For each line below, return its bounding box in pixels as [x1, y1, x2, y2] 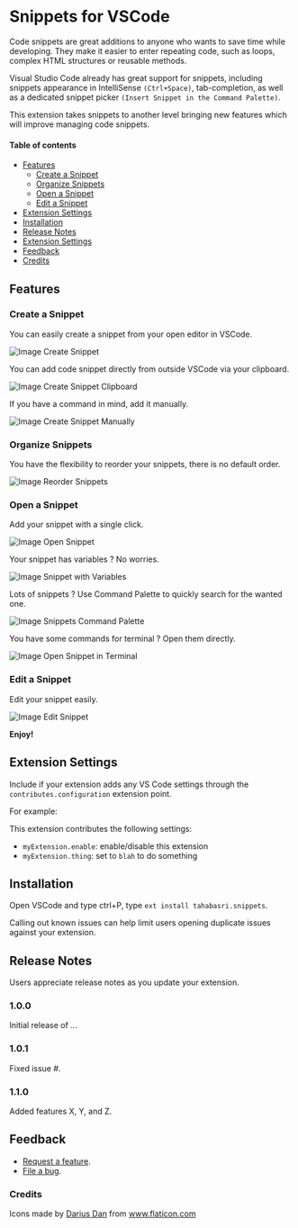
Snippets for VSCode [9, 6, 170, 27]
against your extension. [9, 927, 96, 938]
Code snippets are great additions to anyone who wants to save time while [9, 36, 286, 47]
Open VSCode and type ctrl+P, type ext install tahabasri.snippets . [9, 900, 268, 911]
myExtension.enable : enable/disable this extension [22, 840, 209, 852]
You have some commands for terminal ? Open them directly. [9, 633, 236, 645]
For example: [9, 806, 59, 817]
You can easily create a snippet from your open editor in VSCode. [9, 329, 253, 339]
